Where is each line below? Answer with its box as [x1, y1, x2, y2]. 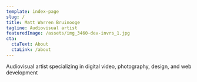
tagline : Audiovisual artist [6, 25, 78, 31]
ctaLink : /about [11, 47, 51, 53]
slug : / [6, 14, 25, 20]
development [6, 69, 38, 76]
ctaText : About [11, 42, 49, 47]
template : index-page [6, 8, 59, 15]
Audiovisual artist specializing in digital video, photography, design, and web [6, 63, 192, 70]
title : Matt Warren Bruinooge [6, 19, 81, 25]
